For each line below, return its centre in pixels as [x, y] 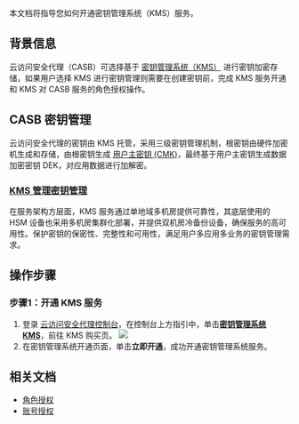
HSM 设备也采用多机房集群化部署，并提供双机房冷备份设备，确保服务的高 [144, 222]
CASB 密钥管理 [50, 120]
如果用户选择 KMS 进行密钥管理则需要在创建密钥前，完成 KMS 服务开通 [155, 77]
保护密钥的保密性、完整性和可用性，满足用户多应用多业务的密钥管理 [157, 233]
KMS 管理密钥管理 [48, 190]
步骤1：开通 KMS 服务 [56, 303]
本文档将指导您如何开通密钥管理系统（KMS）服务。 [104, 13]
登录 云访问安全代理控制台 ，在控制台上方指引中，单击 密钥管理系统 [144, 324]
